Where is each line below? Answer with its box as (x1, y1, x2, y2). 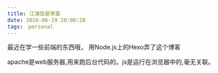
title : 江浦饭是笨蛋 (7, 10, 61, 17)
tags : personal (7, 23, 54, 30)
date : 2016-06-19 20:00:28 (7, 17, 86, 24)
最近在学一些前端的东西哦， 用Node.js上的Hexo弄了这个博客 (7, 43, 181, 51)
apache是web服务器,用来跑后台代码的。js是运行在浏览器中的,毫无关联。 (7, 58, 215, 66)
